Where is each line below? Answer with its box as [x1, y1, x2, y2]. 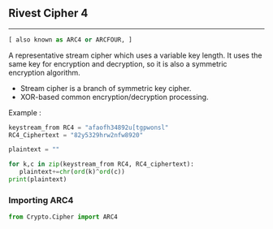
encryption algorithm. [8, 67, 81, 77]
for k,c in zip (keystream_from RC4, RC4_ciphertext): [8, 160, 195, 169]
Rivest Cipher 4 [8, 6, 89, 20]
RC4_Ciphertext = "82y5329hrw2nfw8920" [8, 131, 144, 139]
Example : [8, 107, 42, 117]
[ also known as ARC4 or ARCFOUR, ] [8, 36, 132, 44]
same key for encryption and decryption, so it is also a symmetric [8, 58, 227, 68]
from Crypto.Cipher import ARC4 [8, 213, 118, 222]
